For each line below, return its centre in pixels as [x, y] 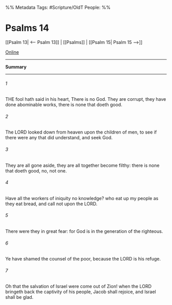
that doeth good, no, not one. [36, 170]
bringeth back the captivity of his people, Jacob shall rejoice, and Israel [81, 292]
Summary [16, 67]
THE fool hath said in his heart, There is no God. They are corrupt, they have [86, 99]
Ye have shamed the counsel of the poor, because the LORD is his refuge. [83, 259]
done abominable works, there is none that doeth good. [64, 105]
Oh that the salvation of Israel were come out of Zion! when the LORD [79, 287]
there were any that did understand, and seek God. [59, 138]
